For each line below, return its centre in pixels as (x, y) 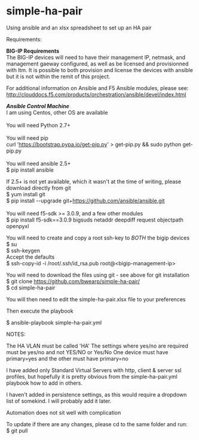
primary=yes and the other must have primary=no (67, 358)
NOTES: (16, 334)
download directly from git (39, 188)
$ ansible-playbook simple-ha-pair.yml (54, 322)
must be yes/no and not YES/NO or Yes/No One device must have (87, 352)
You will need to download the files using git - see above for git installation (98, 275)
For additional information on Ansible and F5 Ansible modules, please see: (97, 88)
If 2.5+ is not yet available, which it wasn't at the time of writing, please (94, 181)
